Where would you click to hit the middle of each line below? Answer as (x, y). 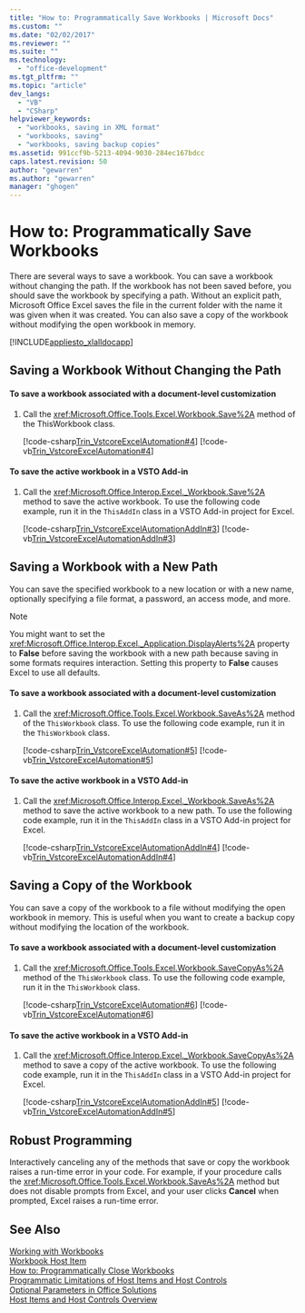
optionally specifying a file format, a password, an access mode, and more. (150, 598)
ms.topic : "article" (49, 85)
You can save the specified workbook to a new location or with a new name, (152, 589)
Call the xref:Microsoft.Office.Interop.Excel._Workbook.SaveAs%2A (148, 801)
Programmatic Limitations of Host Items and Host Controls (118, 1280)
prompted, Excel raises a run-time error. (84, 1201)
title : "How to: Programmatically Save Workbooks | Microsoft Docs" (142, 18)
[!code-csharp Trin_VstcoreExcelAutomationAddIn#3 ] (121, 529)
